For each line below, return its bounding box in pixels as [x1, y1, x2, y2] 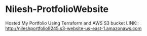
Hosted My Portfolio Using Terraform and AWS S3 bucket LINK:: [5, 20, 139, 26]
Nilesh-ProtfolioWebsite [5, 3, 109, 15]
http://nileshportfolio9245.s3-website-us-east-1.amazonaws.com [5, 25, 142, 31]
